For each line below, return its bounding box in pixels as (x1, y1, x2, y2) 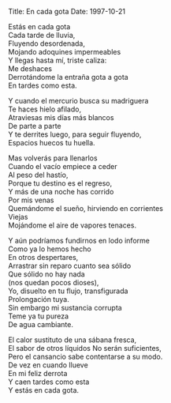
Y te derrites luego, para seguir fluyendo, (8, 130, 142, 139)
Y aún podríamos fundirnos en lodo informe (8, 236, 150, 245)
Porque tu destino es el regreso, (8, 179, 113, 188)
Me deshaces (8, 64, 53, 73)
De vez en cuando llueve (8, 360, 88, 370)
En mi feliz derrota (8, 369, 68, 378)
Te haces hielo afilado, (8, 104, 81, 114)
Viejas (8, 213, 28, 221)
